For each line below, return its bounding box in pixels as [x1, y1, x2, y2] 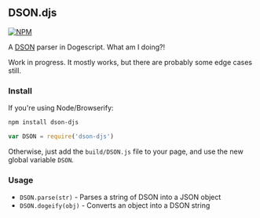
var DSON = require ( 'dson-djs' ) [8, 133, 114, 140]
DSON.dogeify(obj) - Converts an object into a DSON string [19, 201, 211, 210]
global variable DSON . [8, 154, 75, 164]
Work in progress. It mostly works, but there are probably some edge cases [8, 57, 253, 67]
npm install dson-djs [8, 118, 79, 126]
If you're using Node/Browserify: [8, 104, 114, 113]
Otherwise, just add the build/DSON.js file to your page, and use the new [8, 147, 244, 156]
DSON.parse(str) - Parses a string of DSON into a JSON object [19, 192, 222, 202]
